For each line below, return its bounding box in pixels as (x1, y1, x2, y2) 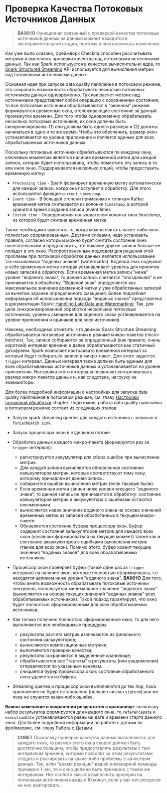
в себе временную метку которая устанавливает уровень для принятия (5, 264, 160, 270)
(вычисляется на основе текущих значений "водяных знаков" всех (12, 591, 156, 597)
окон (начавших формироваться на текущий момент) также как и (19, 533, 161, 539)
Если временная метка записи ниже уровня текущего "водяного (19, 485, 159, 491)
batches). (5, 337, 25, 343)
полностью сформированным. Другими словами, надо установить (5, 232, 149, 238)
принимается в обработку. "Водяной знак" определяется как (5, 280, 136, 286)
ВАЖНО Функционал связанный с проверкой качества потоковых (17, 30, 160, 36)
